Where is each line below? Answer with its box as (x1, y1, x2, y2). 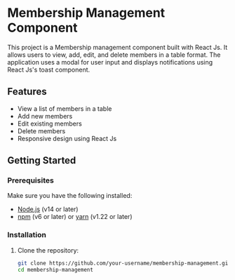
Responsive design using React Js (17, 134, 117, 142)
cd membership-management (17, 266, 93, 273)
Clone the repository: (17, 246, 79, 254)
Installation (7, 230, 47, 240)
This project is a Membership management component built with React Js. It (7, 43, 228, 51)
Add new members (17, 112, 73, 120)
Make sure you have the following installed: (7, 192, 133, 200)
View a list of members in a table (17, 104, 112, 113)
